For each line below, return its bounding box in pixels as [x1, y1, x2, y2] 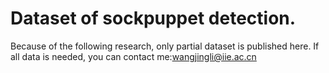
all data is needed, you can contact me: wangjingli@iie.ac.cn [10, 50, 257, 62]
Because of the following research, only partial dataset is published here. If [10, 40, 320, 52]
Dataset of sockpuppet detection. [10, 7, 297, 30]
